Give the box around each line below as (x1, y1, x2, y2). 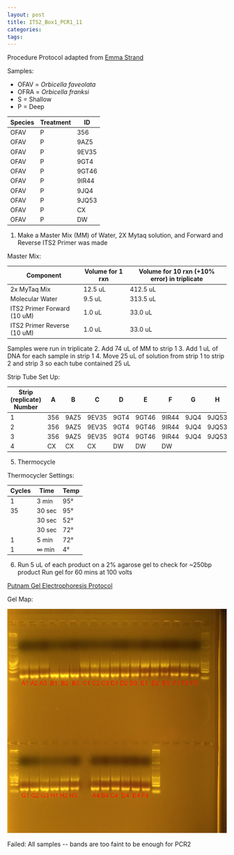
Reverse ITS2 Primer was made (17, 238, 108, 247)
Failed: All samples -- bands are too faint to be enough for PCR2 (7, 840, 192, 849)
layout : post (7, 11, 45, 18)
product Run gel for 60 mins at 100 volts (17, 568, 132, 577)
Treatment (40, 118, 72, 126)
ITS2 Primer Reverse (10, 321, 70, 330)
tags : (7, 33, 23, 40)
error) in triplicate (150, 275, 203, 283)
